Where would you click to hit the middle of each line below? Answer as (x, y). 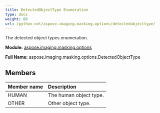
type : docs (16, 14)
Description (62, 87)
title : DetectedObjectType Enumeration (47, 10)
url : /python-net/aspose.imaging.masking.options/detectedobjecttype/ (80, 24)
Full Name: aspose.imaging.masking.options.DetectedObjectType (73, 57)
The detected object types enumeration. (47, 38)
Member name (25, 87)
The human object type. (76, 95)
